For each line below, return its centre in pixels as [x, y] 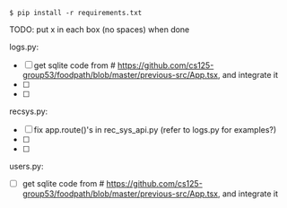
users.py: [26, 166]
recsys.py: [29, 111]
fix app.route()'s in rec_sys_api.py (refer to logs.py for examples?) [155, 130]
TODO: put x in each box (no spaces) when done [100, 30]
